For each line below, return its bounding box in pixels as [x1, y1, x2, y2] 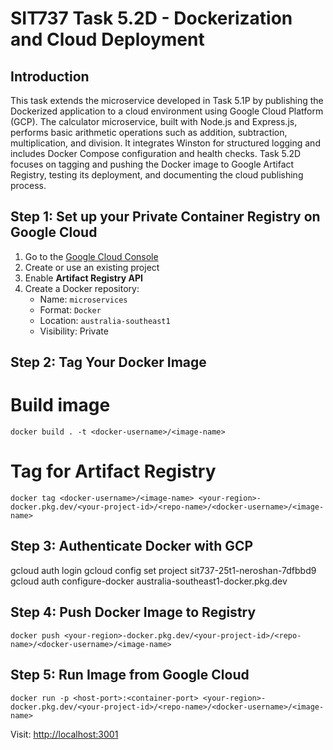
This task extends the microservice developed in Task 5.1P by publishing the [10, 95, 324, 106]
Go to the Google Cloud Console [24, 250, 159, 262]
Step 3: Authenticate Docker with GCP [10, 538, 254, 555]
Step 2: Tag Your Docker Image [10, 354, 207, 371]
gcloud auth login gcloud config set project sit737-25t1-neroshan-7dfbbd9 [10, 564, 317, 576]
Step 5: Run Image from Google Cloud [10, 667, 250, 684]
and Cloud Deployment [10, 28, 205, 51]
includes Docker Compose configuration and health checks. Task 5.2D [10, 148, 302, 159]
